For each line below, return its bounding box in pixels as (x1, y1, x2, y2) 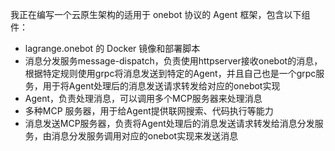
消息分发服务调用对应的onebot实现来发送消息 (51, 130, 239, 142)
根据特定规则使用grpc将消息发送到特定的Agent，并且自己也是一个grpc (24, 68, 317, 79)
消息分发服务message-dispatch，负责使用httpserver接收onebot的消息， (24, 55, 323, 67)
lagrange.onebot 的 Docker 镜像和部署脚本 (24, 43, 201, 54)
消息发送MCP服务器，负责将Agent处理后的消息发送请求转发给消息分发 (24, 118, 315, 129)
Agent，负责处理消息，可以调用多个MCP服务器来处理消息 (24, 93, 263, 104)
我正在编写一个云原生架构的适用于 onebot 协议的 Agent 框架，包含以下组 (10, 9, 311, 20)
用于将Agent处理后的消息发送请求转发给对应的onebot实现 (42, 80, 281, 92)
